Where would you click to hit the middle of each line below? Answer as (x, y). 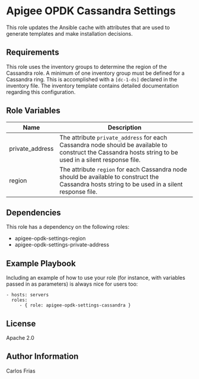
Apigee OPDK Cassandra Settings (91, 11)
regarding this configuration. (41, 92)
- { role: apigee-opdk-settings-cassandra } (75, 305)
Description (125, 127)
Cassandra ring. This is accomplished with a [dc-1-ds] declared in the (92, 79)
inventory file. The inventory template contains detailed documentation (92, 86)
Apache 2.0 (20, 338)
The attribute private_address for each (113, 137)
